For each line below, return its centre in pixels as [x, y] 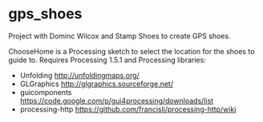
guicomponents [46, 92]
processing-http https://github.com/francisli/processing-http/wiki [128, 109]
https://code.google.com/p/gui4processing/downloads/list [117, 100]
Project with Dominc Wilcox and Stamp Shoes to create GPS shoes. [119, 36]
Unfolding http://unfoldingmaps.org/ [80, 75]
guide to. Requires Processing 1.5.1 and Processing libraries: [107, 60]
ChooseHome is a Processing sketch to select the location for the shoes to [131, 51]
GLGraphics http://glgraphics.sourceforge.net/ [97, 84]
